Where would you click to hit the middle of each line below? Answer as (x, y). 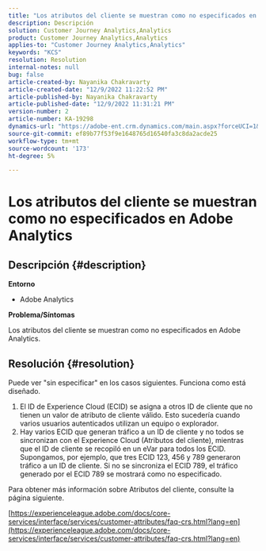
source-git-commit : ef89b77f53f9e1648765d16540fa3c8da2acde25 (113, 133)
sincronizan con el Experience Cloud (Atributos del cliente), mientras (131, 441)
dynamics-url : (32, 126)
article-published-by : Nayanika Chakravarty (83, 97)
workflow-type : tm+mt (44, 141)
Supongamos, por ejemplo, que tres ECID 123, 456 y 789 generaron (130, 457)
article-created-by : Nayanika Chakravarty (79, 82)
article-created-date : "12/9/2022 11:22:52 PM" (88, 89)
